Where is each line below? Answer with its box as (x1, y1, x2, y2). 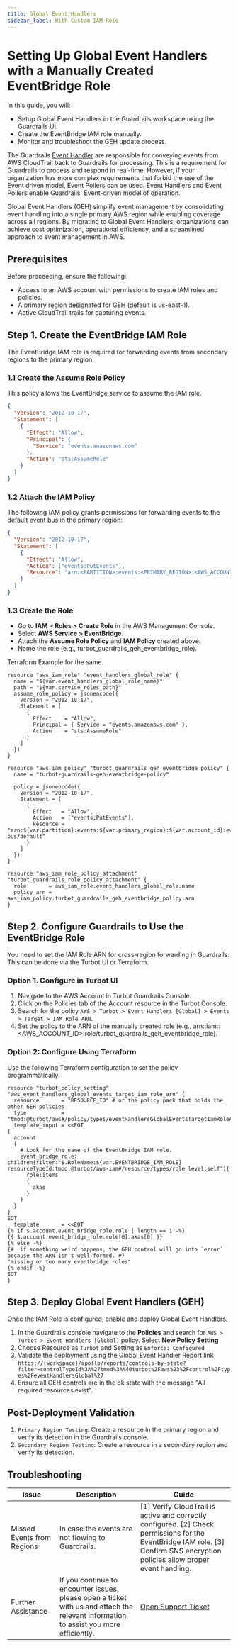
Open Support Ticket (140, 1602, 210, 1612)
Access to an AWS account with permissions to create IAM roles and (17, 286, 218, 294)
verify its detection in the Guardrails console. (17, 1433, 149, 1441)
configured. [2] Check (140, 1519, 215, 1529)
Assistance (11, 1607, 48, 1617)
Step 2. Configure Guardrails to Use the (7, 920, 184, 932)
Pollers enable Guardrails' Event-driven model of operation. (7, 189, 181, 197)
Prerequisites (7, 253, 68, 265)
